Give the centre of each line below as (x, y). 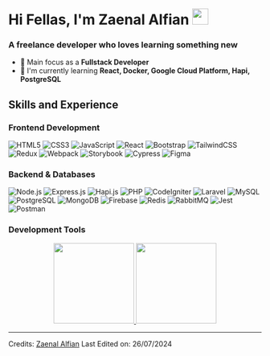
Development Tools (47, 230)
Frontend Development (54, 127)
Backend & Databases (52, 174)
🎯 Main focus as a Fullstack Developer (84, 62)
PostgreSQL (41, 80)
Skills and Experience (63, 104)
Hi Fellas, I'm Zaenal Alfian (99, 20)
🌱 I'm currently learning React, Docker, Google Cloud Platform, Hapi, (135, 71)
